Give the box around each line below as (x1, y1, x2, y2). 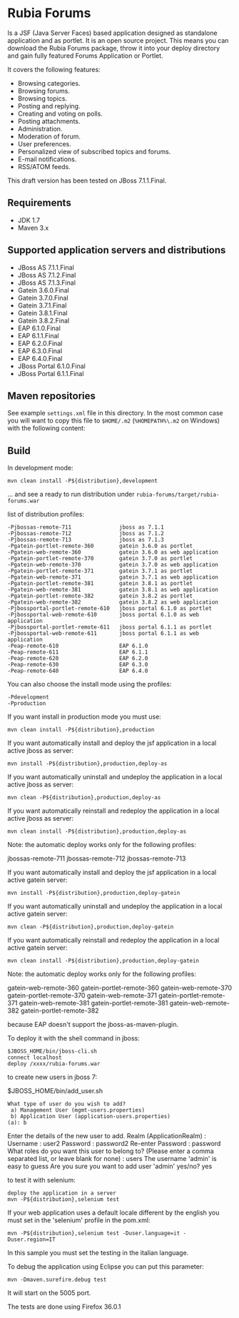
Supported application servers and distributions (7, 244, 226, 256)
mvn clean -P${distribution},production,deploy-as (7, 794, 161, 801)
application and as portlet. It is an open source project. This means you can (7, 36, 229, 44)
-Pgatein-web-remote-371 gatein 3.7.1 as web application (7, 574, 219, 581)
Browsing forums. (17, 86, 70, 95)
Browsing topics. (17, 94, 68, 103)
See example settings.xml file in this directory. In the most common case (7, 409, 223, 417)
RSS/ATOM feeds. (17, 162, 71, 171)
